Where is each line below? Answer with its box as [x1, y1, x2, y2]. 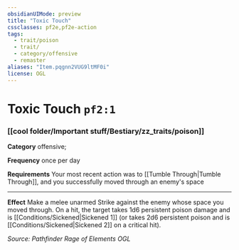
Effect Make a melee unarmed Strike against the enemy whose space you [7, 197, 224, 207]
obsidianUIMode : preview [7, 10, 81, 18]
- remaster [14, 57, 46, 64]
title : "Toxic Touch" [7, 17, 72, 24]
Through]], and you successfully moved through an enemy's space [7, 177, 204, 186]
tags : [7, 30, 23, 38]
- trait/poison [14, 37, 59, 44]
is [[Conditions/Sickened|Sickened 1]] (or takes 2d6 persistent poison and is [7, 213, 230, 222]
